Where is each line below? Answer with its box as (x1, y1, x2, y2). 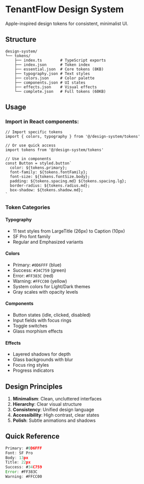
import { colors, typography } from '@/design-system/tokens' (5, 134, 140, 139)
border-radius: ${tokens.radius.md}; (10, 183, 90, 188)
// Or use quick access (5, 143, 56, 148)
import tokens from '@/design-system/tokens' (5, 147, 104, 152)
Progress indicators (12, 367, 54, 373)
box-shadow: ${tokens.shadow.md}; (10, 188, 83, 193)
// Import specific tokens (5, 130, 63, 135)
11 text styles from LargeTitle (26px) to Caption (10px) (12, 228, 125, 234)
